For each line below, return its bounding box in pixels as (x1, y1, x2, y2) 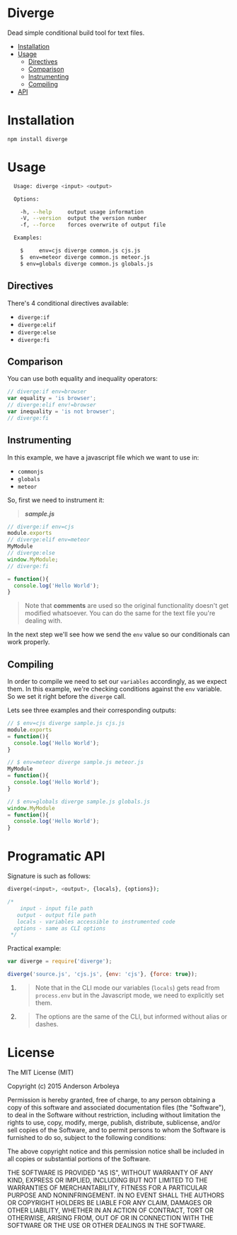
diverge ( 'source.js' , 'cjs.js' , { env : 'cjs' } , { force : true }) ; (7, 970, 198, 978)
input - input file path (20, 904, 93, 912)
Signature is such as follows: (7, 872, 91, 880)
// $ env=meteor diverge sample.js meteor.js (7, 759, 144, 766)
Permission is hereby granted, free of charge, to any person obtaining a (7, 1095, 216, 1104)
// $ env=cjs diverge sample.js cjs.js (7, 720, 125, 727)
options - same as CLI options (13, 924, 106, 932)
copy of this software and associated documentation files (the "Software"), (7, 1103, 226, 1112)
